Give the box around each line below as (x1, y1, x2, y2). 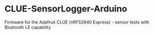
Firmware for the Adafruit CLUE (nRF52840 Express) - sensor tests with (4, 19, 150, 25)
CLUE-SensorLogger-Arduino (4, 3, 128, 14)
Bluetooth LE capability (4, 24, 51, 30)
